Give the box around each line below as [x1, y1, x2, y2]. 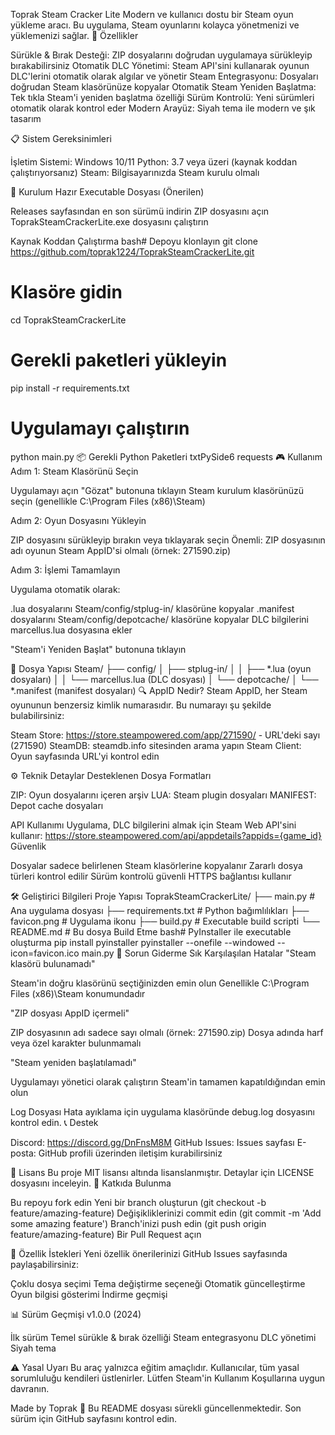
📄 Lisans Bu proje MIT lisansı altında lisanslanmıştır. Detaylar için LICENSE [10, 1166, 315, 1178]
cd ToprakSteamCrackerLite [10, 314, 127, 326]
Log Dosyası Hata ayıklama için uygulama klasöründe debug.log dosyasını [10, 1105, 315, 1118]
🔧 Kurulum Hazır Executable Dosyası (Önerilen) [10, 186, 205, 198]
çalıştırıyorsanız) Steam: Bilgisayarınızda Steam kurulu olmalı [10, 167, 260, 178]
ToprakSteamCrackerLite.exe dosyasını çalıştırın [10, 216, 209, 228]
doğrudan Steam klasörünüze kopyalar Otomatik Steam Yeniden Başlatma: [10, 81, 317, 93]
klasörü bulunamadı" [10, 957, 96, 969]
